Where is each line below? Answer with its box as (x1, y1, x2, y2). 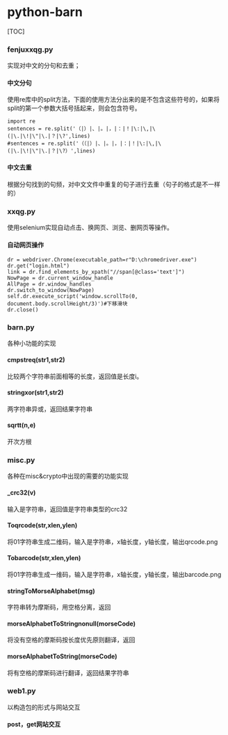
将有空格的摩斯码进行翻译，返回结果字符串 (7, 668, 129, 676)
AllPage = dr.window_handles (7, 281, 92, 288)
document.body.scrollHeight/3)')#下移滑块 (7, 300, 128, 307)
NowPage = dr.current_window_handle (7, 274, 113, 282)
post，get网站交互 (7, 720, 61, 729)
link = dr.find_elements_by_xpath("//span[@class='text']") (7, 269, 186, 276)
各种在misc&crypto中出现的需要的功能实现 (7, 472, 129, 481)
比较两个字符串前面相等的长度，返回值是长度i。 (7, 372, 143, 380)
